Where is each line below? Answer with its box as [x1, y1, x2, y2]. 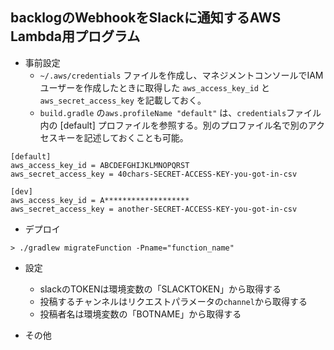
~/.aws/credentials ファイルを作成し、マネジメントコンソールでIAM [39, 69, 324, 81]
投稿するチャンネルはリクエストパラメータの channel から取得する [39, 295, 308, 307]
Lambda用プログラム [10, 28, 141, 45]
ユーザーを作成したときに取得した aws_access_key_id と [39, 81, 270, 93]
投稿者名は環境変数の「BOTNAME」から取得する [39, 308, 242, 320]
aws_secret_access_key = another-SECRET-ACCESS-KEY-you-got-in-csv [10, 204, 298, 214]
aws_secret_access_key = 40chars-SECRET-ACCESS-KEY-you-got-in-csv [10, 169, 298, 179]
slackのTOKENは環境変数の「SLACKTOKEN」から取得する [39, 283, 282, 295]
